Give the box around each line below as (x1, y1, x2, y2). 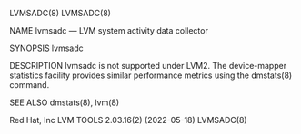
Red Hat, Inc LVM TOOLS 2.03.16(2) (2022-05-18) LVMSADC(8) (9, 115, 247, 125)
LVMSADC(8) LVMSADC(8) (9, 8, 112, 18)
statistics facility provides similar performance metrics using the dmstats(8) (9, 70, 293, 81)
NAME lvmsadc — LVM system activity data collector (9, 25, 209, 35)
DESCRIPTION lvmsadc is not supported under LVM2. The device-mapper (9, 61, 287, 71)
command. (9, 80, 50, 90)
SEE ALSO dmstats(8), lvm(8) (9, 97, 120, 108)
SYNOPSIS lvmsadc (9, 43, 84, 53)
